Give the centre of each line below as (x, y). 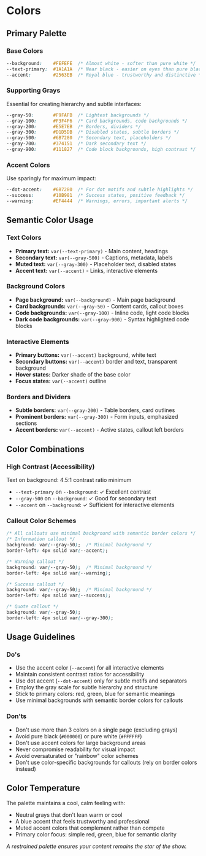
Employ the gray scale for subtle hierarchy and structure (86, 687)
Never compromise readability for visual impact (75, 749)
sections (26, 423)
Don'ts (17, 716)
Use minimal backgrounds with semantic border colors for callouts (99, 700)
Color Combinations (45, 449)
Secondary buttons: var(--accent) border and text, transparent (96, 362)
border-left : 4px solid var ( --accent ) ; (57, 551)
